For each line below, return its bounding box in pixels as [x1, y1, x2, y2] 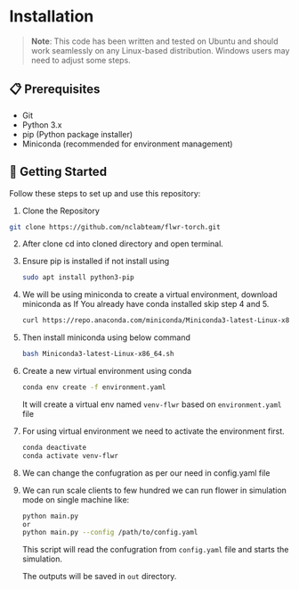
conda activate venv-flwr [21, 451, 118, 461]
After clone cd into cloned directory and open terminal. [21, 238, 224, 249]
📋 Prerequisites [9, 82, 101, 97]
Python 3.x [21, 119, 62, 130]
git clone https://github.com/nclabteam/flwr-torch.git [9, 222, 221, 231]
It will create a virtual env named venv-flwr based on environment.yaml [21, 399, 282, 410]
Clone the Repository [21, 205, 101, 216]
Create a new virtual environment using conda [21, 366, 192, 377]
